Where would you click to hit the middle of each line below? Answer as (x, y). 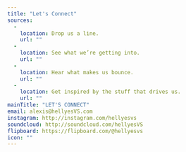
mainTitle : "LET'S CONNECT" (49, 105)
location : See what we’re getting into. (80, 53)
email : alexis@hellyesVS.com (50, 111)
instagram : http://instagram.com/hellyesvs (72, 118)
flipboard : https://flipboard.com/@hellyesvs (75, 131)
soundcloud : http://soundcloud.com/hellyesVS (75, 124)
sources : (20, 20)
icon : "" (20, 137)
